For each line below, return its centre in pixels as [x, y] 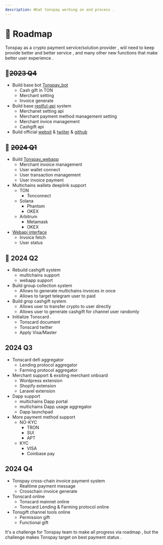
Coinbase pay [41, 453]
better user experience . [29, 58]
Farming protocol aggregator [48, 370]
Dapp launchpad [36, 412]
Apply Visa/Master [38, 332]
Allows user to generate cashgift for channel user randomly [79, 311]
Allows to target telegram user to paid [57, 296]
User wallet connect [40, 170]
